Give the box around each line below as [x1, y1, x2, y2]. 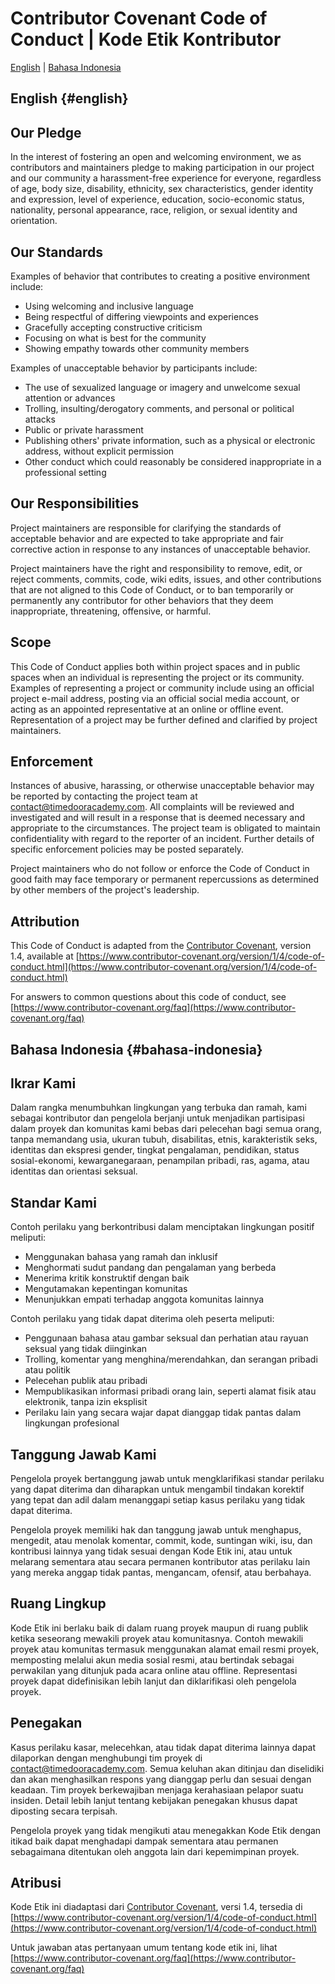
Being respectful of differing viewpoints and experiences [24, 310, 259, 322]
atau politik [24, 1364, 71, 1376]
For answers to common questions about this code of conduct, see [10, 991, 287, 1003]
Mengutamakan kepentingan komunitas [24, 1283, 188, 1295]
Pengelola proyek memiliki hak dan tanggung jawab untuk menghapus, [10, 1524, 302, 1536]
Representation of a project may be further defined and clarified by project [10, 713, 318, 726]
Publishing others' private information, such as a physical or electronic [24, 434, 316, 446]
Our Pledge [10, 124, 82, 141]
